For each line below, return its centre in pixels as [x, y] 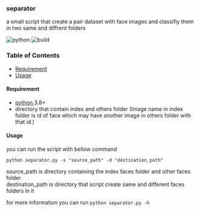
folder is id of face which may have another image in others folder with [103, 115]
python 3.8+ [30, 102]
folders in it [20, 191]
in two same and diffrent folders [46, 28]
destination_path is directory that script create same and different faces [95, 184]
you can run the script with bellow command [62, 149]
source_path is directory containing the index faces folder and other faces [98, 171]
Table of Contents [33, 56]
